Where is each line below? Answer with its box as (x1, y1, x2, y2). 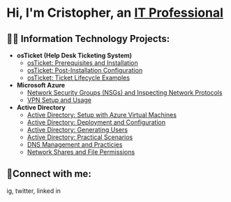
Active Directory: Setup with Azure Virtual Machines (27, 110, 177, 119)
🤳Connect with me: (6, 168, 91, 180)
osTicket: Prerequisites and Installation (27, 59, 139, 67)
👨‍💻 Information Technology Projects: (6, 33, 170, 45)
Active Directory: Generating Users (27, 126, 128, 134)
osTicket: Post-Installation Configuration (27, 66, 143, 74)
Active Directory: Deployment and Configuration (27, 118, 165, 127)
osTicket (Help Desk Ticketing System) (16, 51, 133, 59)
